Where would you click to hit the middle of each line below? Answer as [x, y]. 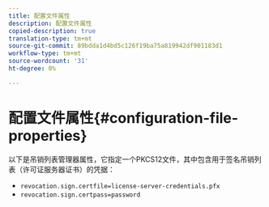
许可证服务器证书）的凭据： [68, 169]
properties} [48, 135]
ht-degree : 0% [32, 69]
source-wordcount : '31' [49, 61]
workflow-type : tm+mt [45, 53]
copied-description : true [52, 31]
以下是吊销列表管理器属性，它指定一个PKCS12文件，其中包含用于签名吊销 [132, 159]
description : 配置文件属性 [50, 23]
